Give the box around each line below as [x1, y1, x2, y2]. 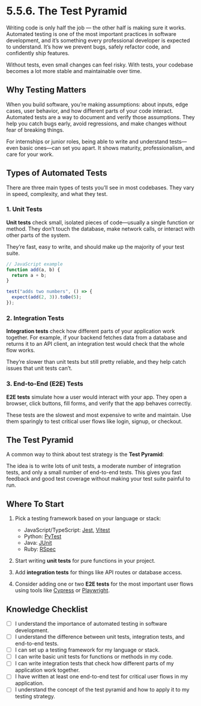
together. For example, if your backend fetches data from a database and [6, 334, 187, 341]
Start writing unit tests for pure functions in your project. [14, 557, 156, 565]
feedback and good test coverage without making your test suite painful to [6, 475, 191, 482]
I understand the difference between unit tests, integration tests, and [14, 633, 185, 641]
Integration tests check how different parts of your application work [6, 328, 175, 335]
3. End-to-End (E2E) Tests [6, 379, 83, 388]
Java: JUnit [23, 539, 52, 547]
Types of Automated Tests [6, 168, 107, 178]
